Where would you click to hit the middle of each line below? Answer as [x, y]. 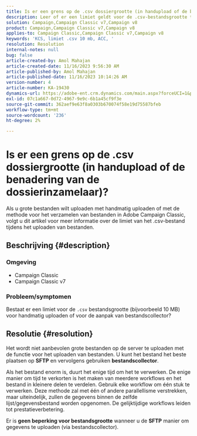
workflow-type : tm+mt [33, 110]
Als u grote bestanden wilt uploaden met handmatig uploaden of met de [93, 208]
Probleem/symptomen [39, 296]
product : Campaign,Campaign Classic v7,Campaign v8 [70, 28]
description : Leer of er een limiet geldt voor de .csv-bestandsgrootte [97, 17]
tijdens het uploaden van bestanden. [50, 227]
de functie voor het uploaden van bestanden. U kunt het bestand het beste [96, 354]
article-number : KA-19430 [38, 88]
